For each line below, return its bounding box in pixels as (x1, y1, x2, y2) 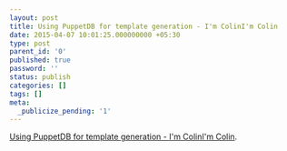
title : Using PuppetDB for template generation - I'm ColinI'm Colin (9, 22, 279, 31)
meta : (9, 97, 30, 107)
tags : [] (9, 89, 43, 98)
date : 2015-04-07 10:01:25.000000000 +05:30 (9, 30, 181, 39)
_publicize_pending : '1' (17, 106, 112, 116)
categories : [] (9, 81, 67, 90)
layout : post (9, 13, 59, 23)
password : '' (9, 65, 59, 74)
